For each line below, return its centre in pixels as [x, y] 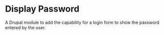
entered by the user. [25, 27]
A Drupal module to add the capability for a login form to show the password [82, 22]
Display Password [42, 9]
